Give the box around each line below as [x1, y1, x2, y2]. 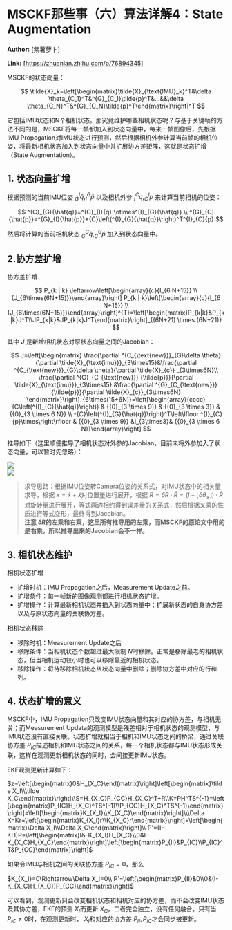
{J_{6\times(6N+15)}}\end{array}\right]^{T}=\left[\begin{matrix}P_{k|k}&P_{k [7, 308, 225, 317]
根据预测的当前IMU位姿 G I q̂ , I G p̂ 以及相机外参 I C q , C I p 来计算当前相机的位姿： [7, 192, 222, 203]
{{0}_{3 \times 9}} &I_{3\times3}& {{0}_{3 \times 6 [78, 418, 220, 426]
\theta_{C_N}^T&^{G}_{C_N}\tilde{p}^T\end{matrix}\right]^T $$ [26, 102, 206, 110]
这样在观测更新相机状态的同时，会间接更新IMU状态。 [19, 751, 171, 759]
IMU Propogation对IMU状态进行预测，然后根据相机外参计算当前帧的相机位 [7, 133, 219, 142]
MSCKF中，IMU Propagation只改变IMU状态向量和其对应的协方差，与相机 [7, 715, 215, 723]
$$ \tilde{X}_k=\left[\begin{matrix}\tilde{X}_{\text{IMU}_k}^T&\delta [20, 87, 212, 95]
